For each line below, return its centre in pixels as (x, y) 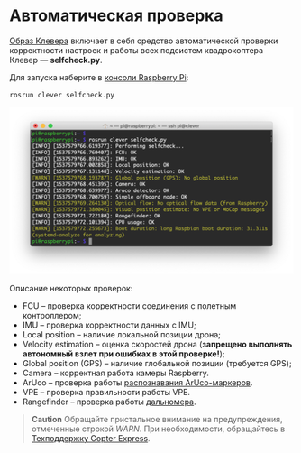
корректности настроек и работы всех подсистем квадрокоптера (137, 50)
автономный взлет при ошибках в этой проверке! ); (123, 354)
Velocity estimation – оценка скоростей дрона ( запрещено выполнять (157, 344)
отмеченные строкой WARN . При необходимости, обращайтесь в (158, 429)
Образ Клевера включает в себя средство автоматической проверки (144, 41)
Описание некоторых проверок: (71, 288)
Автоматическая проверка (116, 16)
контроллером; (52, 315)
